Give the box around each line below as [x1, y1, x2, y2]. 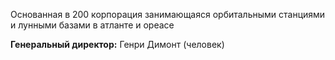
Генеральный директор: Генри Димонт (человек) [10, 39, 225, 50]
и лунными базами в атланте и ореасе [10, 19, 175, 31]
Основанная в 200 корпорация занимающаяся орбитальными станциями [10, 9, 326, 20]
